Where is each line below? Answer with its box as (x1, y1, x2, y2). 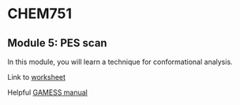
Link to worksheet (7, 73, 66, 81)
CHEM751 (7, 5, 73, 23)
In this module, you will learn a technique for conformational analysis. (7, 57, 234, 66)
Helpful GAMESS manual (7, 88, 88, 97)
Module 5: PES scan (7, 36, 107, 50)
